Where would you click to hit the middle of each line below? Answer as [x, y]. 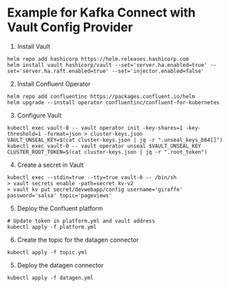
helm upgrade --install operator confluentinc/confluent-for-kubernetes [113, 102]
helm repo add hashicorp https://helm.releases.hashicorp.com [98, 59]
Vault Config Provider [70, 27]
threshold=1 [24, 134]
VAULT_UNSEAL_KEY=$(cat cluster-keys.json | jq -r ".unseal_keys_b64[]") [115, 140]
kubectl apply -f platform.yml [52, 227]
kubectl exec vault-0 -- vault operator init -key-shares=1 [95, 128]
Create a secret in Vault [50, 165]
